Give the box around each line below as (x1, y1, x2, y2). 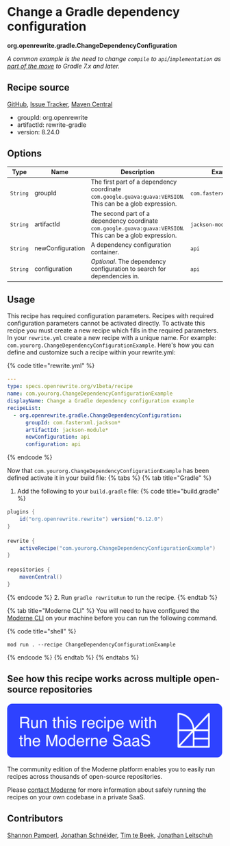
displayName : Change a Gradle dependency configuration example (7, 398, 194, 404)
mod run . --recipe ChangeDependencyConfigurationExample (7, 641, 176, 648)
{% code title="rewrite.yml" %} (7, 361, 95, 370)
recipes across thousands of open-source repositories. (7, 772, 163, 780)
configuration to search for (90, 265, 166, 273)
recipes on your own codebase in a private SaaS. (7, 793, 146, 801)
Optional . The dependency (90, 258, 166, 266)
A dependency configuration (90, 241, 172, 249)
